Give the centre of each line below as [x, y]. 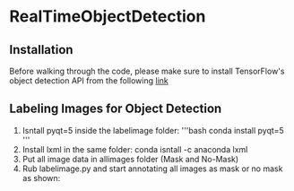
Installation [41, 50]
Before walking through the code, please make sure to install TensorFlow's [147, 71]
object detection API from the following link [89, 81]
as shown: [41, 178]
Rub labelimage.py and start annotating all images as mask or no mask [152, 169]
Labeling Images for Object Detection [116, 109]
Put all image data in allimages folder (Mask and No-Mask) [130, 159]
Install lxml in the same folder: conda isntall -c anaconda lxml [135, 149]
